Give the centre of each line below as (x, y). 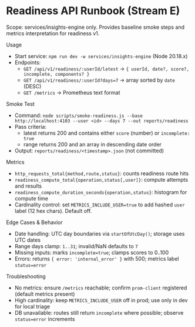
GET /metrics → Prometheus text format (72, 92)
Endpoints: (28, 62)
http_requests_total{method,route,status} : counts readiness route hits (102, 173)
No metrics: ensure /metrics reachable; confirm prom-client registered (101, 288)
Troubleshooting (26, 276)
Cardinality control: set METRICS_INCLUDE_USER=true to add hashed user (100, 205)
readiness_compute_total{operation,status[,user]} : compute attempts (101, 179)
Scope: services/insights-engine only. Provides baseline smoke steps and (95, 27)
